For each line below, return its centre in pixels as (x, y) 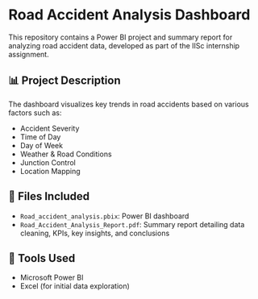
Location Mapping (50, 171)
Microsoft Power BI (52, 278)
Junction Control (48, 162)
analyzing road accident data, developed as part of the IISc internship (124, 45)
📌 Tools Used (42, 258)
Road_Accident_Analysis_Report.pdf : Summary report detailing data (132, 224)
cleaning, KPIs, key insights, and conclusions (95, 233)
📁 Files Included (49, 196)
